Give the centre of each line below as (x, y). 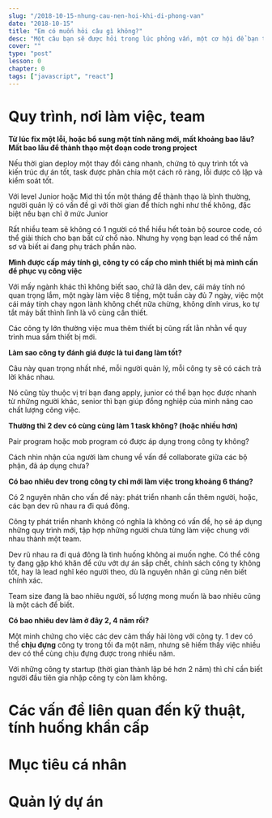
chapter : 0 (27, 69)
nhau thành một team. (45, 538)
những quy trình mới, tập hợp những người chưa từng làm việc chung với (129, 530)
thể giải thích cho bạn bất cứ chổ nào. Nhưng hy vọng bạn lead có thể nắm (133, 238)
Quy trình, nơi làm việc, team (107, 116)
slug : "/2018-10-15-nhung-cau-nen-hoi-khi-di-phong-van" (106, 16)
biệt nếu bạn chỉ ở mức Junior (58, 213)
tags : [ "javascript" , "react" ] (61, 76)
